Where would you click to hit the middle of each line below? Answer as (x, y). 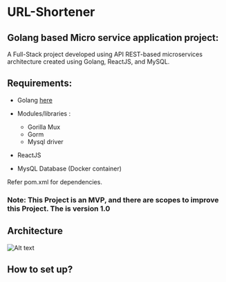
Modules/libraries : (44, 113)
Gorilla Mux (44, 127)
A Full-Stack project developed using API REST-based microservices (105, 54)
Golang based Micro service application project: (113, 38)
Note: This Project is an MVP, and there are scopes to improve (113, 200)
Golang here (35, 100)
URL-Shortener (51, 12)
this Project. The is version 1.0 (59, 209)
